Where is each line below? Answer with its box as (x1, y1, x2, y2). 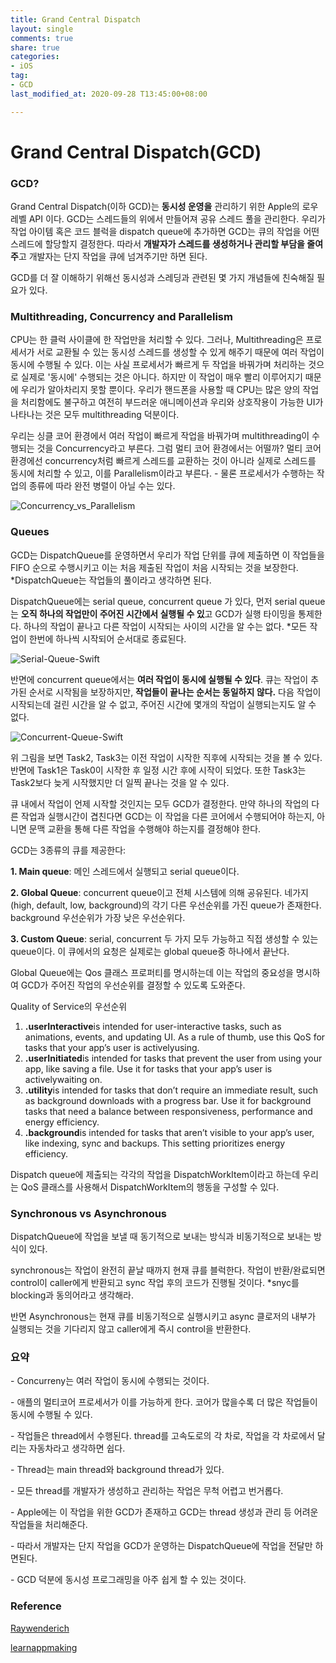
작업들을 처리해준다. (10, 1519, 88, 1531)
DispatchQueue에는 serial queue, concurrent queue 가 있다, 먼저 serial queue (10, 595, 326, 607)
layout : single (10, 24, 74, 34)
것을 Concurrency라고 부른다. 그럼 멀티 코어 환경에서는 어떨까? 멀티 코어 (36, 442, 322, 455)
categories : (10, 52, 60, 62)
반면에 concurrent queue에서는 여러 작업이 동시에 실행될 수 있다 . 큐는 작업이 (10, 673, 309, 685)
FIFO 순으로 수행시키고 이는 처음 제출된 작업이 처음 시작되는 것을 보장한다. (10, 561, 299, 573)
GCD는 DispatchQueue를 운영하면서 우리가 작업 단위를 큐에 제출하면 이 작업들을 (10, 549, 325, 561)
